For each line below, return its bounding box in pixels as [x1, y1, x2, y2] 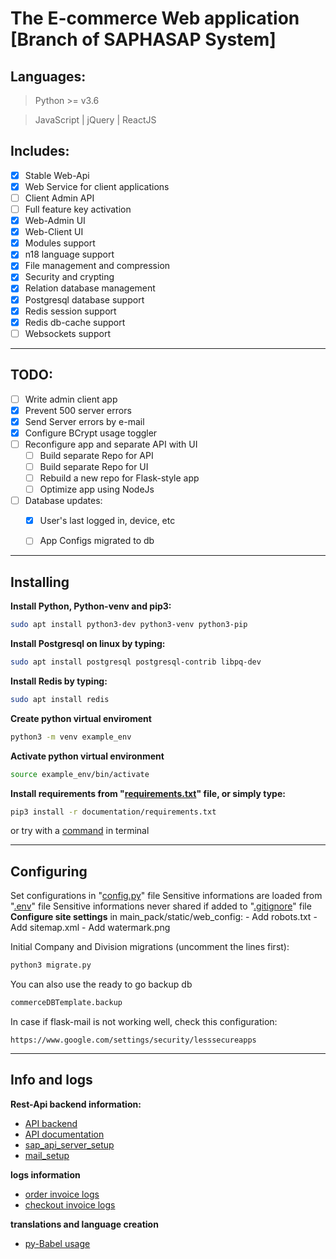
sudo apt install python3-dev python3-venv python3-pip [10, 620, 248, 630]
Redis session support [24, 305, 117, 317]
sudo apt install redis [10, 694, 110, 704]
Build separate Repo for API [39, 449, 154, 461]
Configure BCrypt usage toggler [24, 427, 158, 439]
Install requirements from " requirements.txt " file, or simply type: [10, 787, 286, 799]
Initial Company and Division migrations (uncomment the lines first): [10, 941, 290, 953]
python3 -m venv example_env [10, 732, 132, 742]
